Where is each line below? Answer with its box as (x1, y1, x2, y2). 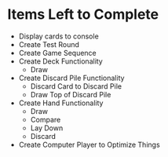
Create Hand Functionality (18, 98, 104, 108)
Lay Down (30, 123, 64, 133)
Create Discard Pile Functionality (18, 73, 125, 82)
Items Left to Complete (7, 5, 159, 24)
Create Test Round (18, 39, 80, 49)
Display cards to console (18, 31, 99, 41)
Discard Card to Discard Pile (30, 81, 122, 91)
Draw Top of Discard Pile (30, 89, 111, 99)
